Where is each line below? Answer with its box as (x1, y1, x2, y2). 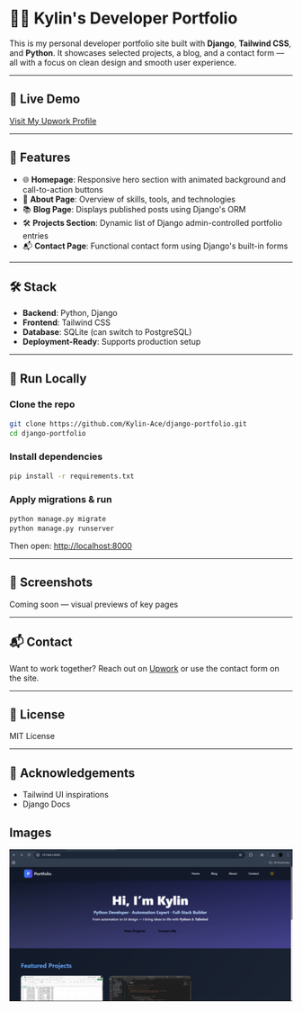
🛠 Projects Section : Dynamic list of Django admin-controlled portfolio (22, 217, 283, 228)
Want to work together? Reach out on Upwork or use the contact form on (9, 663, 280, 673)
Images (9, 825, 52, 840)
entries (22, 230, 49, 241)
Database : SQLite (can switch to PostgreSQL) (22, 327, 192, 338)
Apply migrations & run (9, 492, 112, 505)
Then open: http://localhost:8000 (9, 540, 133, 552)
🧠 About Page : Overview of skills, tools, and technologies (22, 194, 236, 204)
